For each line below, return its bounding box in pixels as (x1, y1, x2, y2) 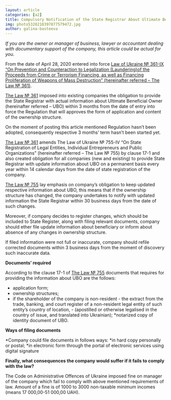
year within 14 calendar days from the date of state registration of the (5, 166, 151, 173)
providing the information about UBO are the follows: (5, 275, 116, 281)
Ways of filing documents (5, 327, 61, 333)
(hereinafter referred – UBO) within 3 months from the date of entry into (5, 103, 155, 109)
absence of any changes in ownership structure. (5, 230, 107, 236)
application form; (12, 285, 49, 291)
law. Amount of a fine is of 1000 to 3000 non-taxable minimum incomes (5, 384, 155, 390)
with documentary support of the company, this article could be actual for (5, 46, 161, 52)
